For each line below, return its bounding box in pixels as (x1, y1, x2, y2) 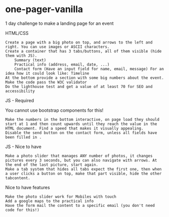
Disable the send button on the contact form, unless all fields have (5, 130, 157, 135)
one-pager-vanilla (5, 4, 83, 15)
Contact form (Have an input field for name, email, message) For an (14, 66, 164, 71)
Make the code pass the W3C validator (5, 79, 87, 84)
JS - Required (5, 97, 34, 103)
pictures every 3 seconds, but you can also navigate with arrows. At (5, 158, 157, 163)
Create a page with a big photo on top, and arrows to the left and (5, 39, 153, 45)
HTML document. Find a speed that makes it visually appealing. (5, 125, 144, 131)
